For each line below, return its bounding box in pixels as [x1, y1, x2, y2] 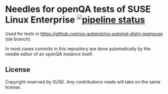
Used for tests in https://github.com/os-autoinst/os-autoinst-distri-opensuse [5, 30, 163, 36]
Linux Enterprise [5, 14, 75, 25]
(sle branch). [5, 36, 31, 42]
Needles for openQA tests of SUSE [5, 3, 151, 15]
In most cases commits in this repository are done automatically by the [5, 45, 151, 51]
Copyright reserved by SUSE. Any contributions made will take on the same [5, 78, 161, 84]
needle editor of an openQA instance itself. [5, 51, 93, 57]
